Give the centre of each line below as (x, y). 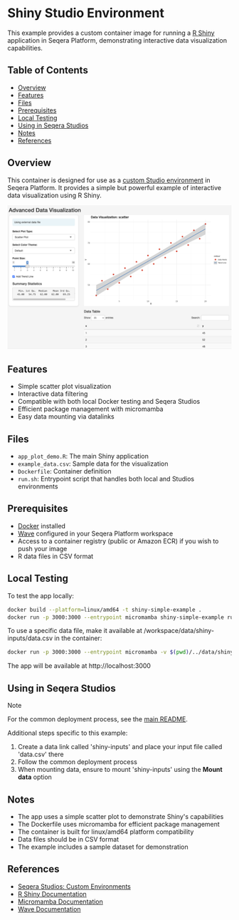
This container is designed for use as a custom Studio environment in (109, 180)
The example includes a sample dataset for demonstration (103, 847)
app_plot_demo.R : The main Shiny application (83, 456)
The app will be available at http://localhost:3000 (79, 666)
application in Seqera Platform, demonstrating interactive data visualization (117, 40)
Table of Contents (48, 70)
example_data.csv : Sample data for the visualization (93, 464)
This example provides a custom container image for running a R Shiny (111, 33)
